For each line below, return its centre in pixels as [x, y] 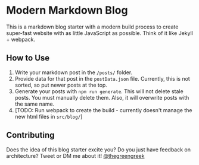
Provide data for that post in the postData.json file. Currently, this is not [102, 78]
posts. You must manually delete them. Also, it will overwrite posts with [102, 97]
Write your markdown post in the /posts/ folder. [74, 72]
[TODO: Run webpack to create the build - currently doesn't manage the [103, 110]
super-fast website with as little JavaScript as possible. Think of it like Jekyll [100, 33]
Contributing [30, 135]
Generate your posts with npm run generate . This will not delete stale [99, 91]
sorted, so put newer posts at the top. [61, 85]
